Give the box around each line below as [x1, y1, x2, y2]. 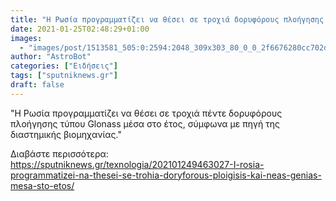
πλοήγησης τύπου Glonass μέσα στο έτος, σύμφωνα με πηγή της [10, 117, 281, 130]
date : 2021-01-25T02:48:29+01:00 [10, 24, 150, 34]
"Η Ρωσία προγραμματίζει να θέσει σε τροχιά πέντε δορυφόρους [10, 107, 283, 119]
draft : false [10, 80, 65, 90]
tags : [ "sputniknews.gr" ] [10, 71, 118, 81]
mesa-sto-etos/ [10, 179, 75, 191]
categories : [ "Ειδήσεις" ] [10, 61, 118, 71]
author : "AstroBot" [10, 52, 92, 62]
